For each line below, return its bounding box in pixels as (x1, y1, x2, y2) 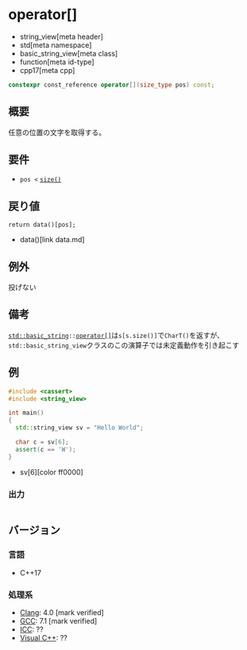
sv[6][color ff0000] (19, 467, 83, 477)
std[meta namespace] (19, 40, 92, 49)
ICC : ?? (19, 625, 44, 634)
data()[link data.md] (19, 235, 85, 244)
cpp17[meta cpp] (19, 65, 75, 75)
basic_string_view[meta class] (19, 48, 118, 58)
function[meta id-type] (19, 57, 95, 67)
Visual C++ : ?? (19, 633, 68, 642)
